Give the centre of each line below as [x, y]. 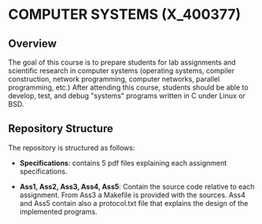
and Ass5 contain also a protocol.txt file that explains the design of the [134, 203]
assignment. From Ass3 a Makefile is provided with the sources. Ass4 [133, 195]
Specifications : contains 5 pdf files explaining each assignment [123, 163]
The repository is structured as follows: [72, 148]
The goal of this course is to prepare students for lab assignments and [122, 62]
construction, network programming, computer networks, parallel [114, 79]
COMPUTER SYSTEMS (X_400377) [125, 15]
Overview [33, 44]
